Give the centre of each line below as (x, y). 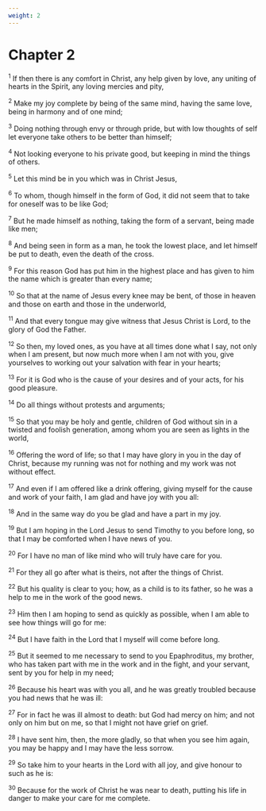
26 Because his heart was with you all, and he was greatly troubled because (132, 689)
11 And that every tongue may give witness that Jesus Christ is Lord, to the (130, 320)
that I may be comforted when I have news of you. (90, 539)
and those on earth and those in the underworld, (87, 304)
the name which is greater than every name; (80, 279)
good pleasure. (33, 388)
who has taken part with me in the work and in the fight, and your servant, (129, 664)
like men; (23, 229)
